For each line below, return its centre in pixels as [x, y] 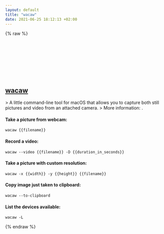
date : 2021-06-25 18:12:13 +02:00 [41, 19]
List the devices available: [33, 207]
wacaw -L [14, 217]
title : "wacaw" [21, 15]
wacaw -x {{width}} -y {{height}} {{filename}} [56, 174]
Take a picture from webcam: [36, 120]
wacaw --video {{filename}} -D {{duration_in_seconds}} [65, 152]
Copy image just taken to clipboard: [43, 185]
